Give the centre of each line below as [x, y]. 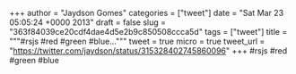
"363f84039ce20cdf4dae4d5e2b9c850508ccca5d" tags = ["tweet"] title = [148, 32]
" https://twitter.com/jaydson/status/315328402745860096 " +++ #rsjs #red [148, 51]
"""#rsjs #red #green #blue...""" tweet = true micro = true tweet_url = [137, 41]
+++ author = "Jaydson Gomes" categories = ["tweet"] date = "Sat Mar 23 [147, 13]
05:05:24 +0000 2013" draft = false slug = [88, 22]
